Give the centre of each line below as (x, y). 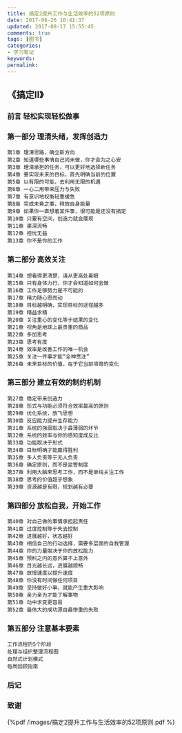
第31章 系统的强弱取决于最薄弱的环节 (53, 428)
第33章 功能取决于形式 (35, 443)
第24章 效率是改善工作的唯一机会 (48, 349)
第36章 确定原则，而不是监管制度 (48, 464)
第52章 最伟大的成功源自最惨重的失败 (53, 610)
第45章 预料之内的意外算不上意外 (48, 559)
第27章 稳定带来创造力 (35, 399)
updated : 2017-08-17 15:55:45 (51, 26)
